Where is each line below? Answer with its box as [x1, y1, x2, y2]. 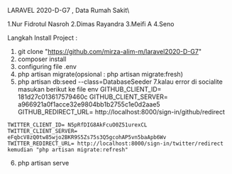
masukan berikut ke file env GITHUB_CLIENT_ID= [17, 85, 162, 93]
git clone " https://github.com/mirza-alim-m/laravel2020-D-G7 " [17, 48, 202, 55]
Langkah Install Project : [7, 33, 78, 42]
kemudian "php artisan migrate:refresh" [7, 146, 129, 153]
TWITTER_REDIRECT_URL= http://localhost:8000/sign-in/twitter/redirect [7, 140, 223, 147]
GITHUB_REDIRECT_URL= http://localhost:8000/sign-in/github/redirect [17, 108, 226, 116]
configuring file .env [17, 62, 77, 70]
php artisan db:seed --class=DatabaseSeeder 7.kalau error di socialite [17, 77, 223, 86]
